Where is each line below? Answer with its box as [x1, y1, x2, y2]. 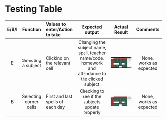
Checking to [79, 88, 104, 94]
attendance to [78, 70, 106, 76]
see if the [82, 93, 102, 99]
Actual [114, 24, 128, 30]
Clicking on [45, 55, 69, 60]
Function [22, 26, 41, 33]
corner [24, 98, 39, 105]
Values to [45, 21, 66, 27]
